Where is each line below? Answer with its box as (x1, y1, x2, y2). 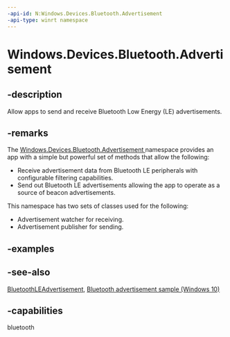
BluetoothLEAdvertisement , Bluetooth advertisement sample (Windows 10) (7, 285, 220, 293)
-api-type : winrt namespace (7, 17, 89, 24)
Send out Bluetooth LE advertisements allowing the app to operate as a (17, 181, 220, 189)
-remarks (7, 127, 48, 139)
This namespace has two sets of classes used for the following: (7, 202, 189, 210)
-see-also (7, 266, 51, 278)
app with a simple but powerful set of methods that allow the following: (7, 153, 210, 162)
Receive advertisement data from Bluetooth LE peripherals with (17, 166, 198, 175)
